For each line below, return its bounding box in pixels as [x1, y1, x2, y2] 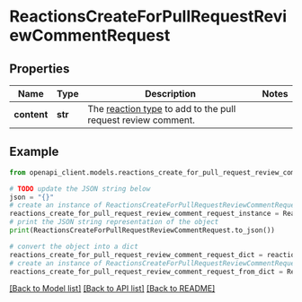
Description [145, 88, 196, 99]
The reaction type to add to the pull [87, 103, 236, 115]
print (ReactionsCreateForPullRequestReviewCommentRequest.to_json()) [9, 226, 276, 235]
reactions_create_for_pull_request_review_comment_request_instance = [9, 209, 280, 219]
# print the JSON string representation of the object [9, 218, 219, 227]
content [13, 108, 49, 120]
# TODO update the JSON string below [9, 184, 151, 194]
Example [9, 144, 59, 160]
